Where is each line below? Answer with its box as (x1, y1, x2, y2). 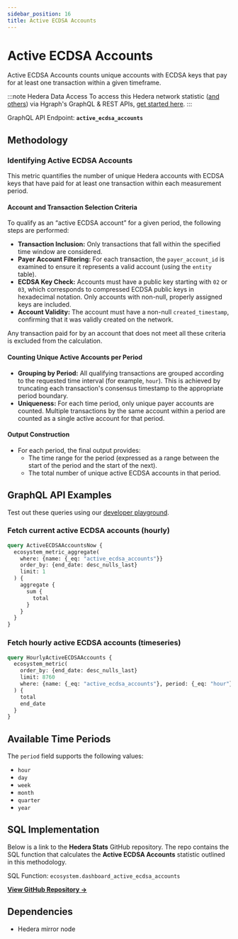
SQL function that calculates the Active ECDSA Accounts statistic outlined (7, 850, 225, 859)
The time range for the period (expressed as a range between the (28, 454, 220, 462)
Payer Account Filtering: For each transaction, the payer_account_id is (17, 255, 225, 263)
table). (17, 270, 37, 279)
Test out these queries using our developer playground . (7, 508, 170, 517)
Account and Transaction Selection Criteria (7, 203, 138, 212)
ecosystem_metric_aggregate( (13, 548, 100, 556)
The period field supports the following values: (7, 752, 144, 760)
